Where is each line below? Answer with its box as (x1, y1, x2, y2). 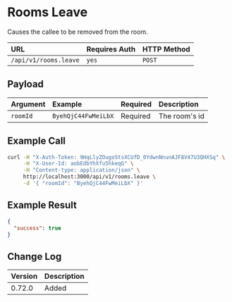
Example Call (7, 135, 66, 147)
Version (11, 272, 38, 282)
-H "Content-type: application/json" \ (23, 167, 140, 174)
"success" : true (13, 225, 61, 232)
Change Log (7, 251, 62, 263)
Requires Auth (86, 44, 136, 54)
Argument (11, 99, 46, 109)
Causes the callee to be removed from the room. (7, 27, 148, 36)
